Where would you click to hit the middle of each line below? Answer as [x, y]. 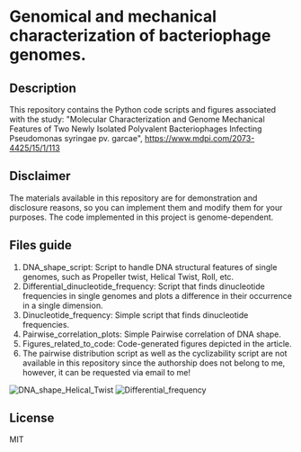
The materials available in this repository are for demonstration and [133, 198]
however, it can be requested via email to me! [106, 372]
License [32, 418]
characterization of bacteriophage [140, 36]
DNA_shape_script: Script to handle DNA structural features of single [150, 267]
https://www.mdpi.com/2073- [200, 138]
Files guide [40, 245]
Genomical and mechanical [113, 17]
